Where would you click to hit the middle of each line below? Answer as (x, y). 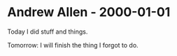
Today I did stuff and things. (48, 31)
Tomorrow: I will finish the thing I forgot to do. (73, 45)
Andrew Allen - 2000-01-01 (89, 12)
